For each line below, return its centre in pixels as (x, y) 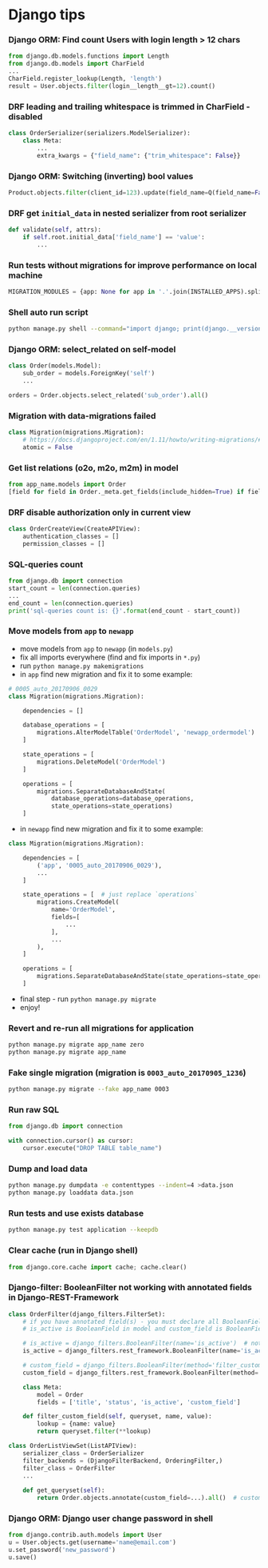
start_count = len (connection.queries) (75, 588)
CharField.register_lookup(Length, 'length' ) (85, 79)
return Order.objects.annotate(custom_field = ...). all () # (137, 1498)
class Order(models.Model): (55, 366)
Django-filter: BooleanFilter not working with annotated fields (130, 1288)
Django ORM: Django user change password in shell (111, 1518)
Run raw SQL (34, 1110)
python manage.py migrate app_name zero (77, 1045)
